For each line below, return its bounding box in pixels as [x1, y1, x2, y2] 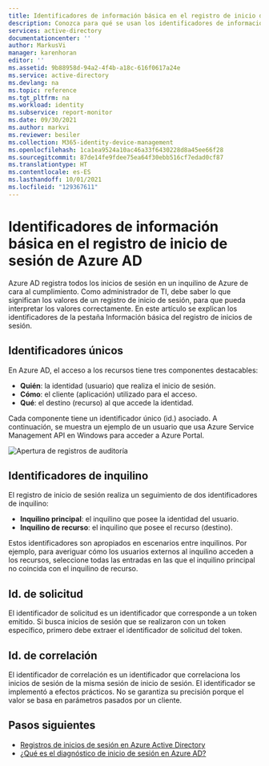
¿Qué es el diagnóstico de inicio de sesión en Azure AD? [19, 748, 207, 758]
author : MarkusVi [8, 42, 66, 50]
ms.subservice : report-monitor [8, 109, 113, 117]
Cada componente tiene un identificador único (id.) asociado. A [8, 413, 218, 423]
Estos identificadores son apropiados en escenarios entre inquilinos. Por [8, 538, 247, 548]
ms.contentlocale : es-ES [8, 168, 91, 176]
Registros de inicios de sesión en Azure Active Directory [19, 740, 206, 749]
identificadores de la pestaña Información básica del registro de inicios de [8, 312, 253, 321]
